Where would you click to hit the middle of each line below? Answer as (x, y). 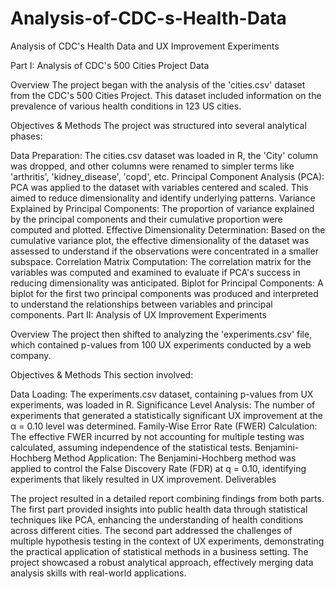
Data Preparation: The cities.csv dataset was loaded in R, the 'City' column (164, 155)
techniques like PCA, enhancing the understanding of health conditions (157, 519)
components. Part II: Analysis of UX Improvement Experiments (138, 314)
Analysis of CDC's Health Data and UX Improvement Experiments (145, 46)
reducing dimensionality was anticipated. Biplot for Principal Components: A (167, 283)
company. (31, 355)
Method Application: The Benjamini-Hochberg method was (175, 458)
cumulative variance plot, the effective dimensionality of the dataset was (160, 240)
